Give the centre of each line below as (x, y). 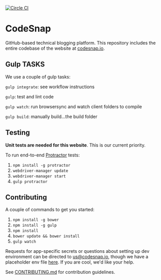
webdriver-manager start (39, 176)
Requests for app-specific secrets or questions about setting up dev (77, 251)
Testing (18, 133)
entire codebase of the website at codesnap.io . (55, 48)
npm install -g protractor (42, 165)
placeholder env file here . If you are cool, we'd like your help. (70, 262)
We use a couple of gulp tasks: (38, 76)
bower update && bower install (46, 236)
